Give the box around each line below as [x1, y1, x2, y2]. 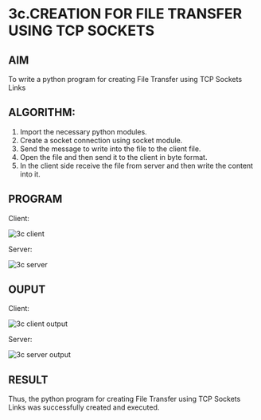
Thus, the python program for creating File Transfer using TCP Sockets [8, 395, 241, 404]
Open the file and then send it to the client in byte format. [19, 152, 208, 161]
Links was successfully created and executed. [8, 402, 160, 412]
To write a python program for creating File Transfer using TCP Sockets [8, 75, 243, 84]
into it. [19, 169, 41, 179]
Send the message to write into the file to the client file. [19, 144, 201, 154]
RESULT [8, 373, 49, 387]
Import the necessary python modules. [19, 126, 147, 136]
